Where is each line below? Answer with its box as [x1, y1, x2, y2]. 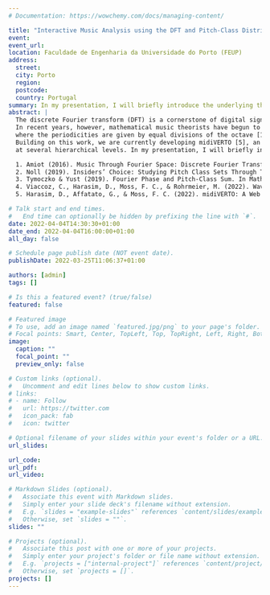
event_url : [8, 41, 45, 49]
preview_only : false [15, 359, 84, 368]
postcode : [15, 86, 48, 94]
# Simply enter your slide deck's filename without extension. [8, 500, 231, 508]
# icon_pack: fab [8, 412, 74, 421]
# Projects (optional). [8, 537, 88, 545]
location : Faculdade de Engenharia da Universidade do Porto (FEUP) [8, 49, 243, 57]
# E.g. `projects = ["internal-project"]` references [8, 560, 199, 568]
